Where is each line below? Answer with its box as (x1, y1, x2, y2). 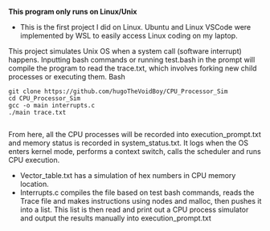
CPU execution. (8, 156, 60, 164)
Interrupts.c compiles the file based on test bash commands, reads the (19, 188, 255, 197)
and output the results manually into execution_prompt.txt (19, 213, 211, 223)
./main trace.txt (8, 108, 67, 116)
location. (19, 180, 50, 188)
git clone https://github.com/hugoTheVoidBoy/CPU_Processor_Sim (8, 87, 228, 95)
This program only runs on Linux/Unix (8, 7, 137, 16)
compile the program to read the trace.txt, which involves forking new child (8, 63, 257, 73)
